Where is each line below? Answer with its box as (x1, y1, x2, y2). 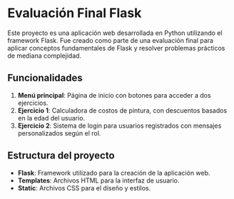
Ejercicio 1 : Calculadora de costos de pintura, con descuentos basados (17, 106, 228, 115)
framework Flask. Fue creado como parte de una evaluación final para (7, 36, 214, 44)
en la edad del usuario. (17, 113, 86, 122)
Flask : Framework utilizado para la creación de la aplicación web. (17, 168, 210, 177)
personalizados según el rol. (17, 128, 101, 137)
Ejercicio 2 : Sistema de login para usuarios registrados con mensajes (17, 121, 222, 130)
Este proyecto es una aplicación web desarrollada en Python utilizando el (7, 29, 223, 37)
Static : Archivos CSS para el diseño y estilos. (17, 183, 151, 192)
